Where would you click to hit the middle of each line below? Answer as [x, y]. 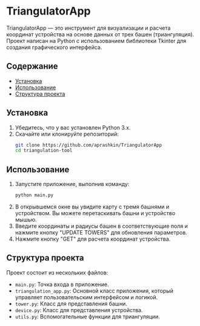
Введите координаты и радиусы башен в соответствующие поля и [101, 226]
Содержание [32, 66]
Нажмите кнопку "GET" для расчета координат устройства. [93, 239]
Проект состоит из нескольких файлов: [57, 272]
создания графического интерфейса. [54, 47]
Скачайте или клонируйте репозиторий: [67, 134]
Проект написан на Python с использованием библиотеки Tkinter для [96, 41]
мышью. [26, 220]
